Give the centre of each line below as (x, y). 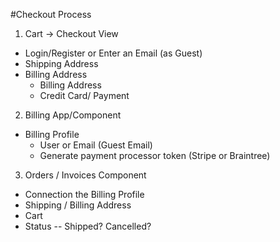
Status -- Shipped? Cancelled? (88, 226)
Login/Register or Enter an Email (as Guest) (113, 53)
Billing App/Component (73, 115)
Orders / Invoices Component (85, 175)
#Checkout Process (51, 14)
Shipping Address (61, 63)
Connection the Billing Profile (84, 194)
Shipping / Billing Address (78, 205)
